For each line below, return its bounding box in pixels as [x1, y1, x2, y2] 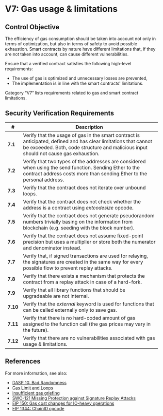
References [5, 357, 41, 366]
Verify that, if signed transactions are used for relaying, [23, 252, 148, 259]
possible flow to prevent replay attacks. [23, 265, 113, 271]
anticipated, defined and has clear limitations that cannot [23, 138, 153, 145]
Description [75, 123, 103, 130]
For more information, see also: [5, 370, 67, 376]
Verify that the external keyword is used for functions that [23, 301, 154, 307]
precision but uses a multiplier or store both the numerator [23, 238, 156, 245]
